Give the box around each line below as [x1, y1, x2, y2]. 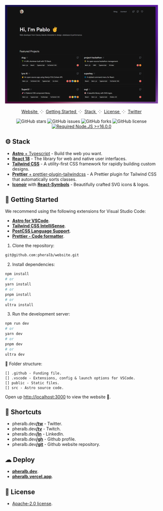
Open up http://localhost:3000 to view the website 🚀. [5, 394, 111, 400]
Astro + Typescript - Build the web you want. [12, 150, 103, 156]
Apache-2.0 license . [12, 501, 53, 507]
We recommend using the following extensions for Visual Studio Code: [5, 209, 147, 214]
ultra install [5, 302, 34, 307]
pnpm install [5, 292, 32, 297]
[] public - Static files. [5, 380, 60, 386]
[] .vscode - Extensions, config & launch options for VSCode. [5, 375, 136, 381]
